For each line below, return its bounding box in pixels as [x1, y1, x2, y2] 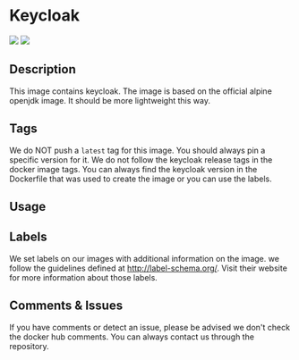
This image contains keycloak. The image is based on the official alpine [9, 86, 273, 96]
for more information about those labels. [9, 272, 158, 282]
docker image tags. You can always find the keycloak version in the [9, 163, 258, 174]
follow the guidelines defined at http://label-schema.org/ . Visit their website [9, 263, 288, 273]
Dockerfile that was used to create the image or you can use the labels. [9, 173, 273, 184]
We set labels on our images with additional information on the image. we [9, 253, 280, 264]
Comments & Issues [9, 298, 124, 314]
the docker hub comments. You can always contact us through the [9, 331, 255, 342]
